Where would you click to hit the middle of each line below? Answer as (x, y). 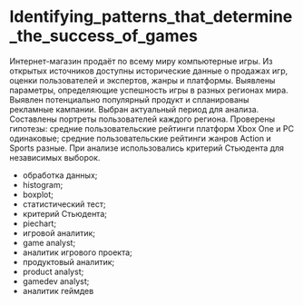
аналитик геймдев (58, 290)
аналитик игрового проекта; (78, 252)
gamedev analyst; (56, 281)
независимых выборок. (55, 157)
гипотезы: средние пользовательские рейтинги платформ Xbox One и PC (152, 128)
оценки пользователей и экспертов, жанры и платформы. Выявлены (142, 80)
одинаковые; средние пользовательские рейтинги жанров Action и (140, 138)
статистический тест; (64, 204)
